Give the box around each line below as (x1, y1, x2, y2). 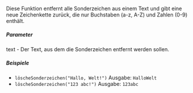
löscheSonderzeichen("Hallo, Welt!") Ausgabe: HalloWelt (14, 74, 157, 81)
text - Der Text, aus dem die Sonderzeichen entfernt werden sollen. (6, 45, 169, 52)
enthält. (6, 18, 25, 24)
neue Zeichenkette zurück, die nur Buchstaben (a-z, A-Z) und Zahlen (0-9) (6, 11, 188, 18)
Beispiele (6, 59, 29, 67)
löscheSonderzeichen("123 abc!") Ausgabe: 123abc (14, 80, 139, 87)
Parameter (6, 31, 33, 38)
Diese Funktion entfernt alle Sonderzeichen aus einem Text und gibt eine (6, 5, 182, 12)
